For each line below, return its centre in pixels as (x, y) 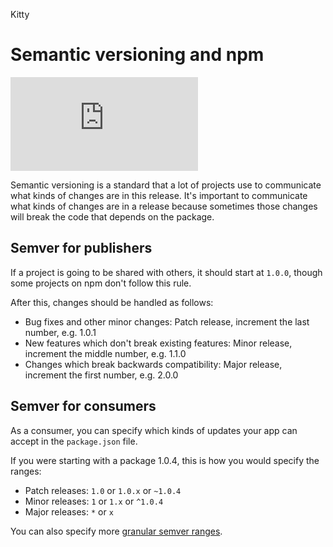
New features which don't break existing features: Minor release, (158, 343)
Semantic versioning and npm (137, 55)
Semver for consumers (83, 406)
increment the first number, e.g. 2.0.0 (101, 375)
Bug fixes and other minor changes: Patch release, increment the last (167, 321)
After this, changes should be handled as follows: (112, 302)
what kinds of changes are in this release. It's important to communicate (159, 195)
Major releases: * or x (69, 511)
